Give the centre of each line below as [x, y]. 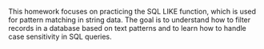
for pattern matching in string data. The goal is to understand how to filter [130, 20]
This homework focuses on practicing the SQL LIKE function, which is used [132, 11]
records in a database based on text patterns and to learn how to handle [127, 28]
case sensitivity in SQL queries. [60, 36]
